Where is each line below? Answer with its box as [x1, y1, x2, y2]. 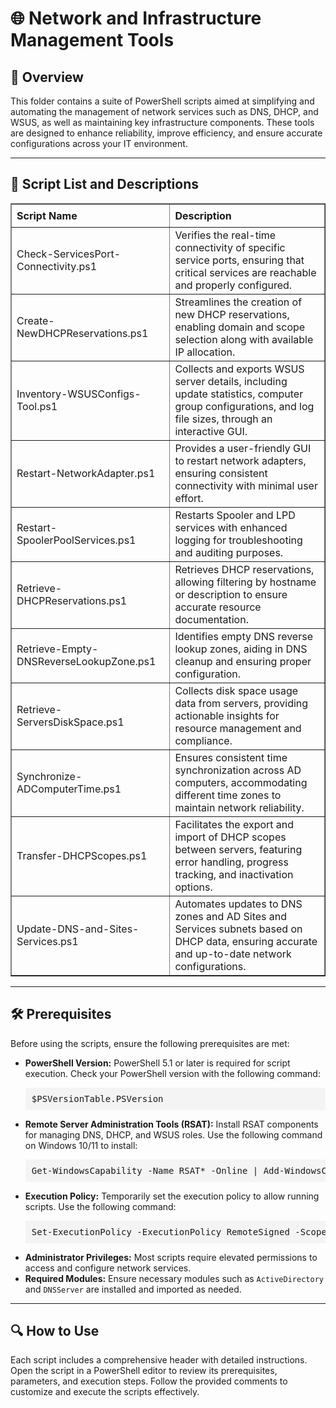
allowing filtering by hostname [174, 575, 317, 589]
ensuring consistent [174, 466, 268, 480]
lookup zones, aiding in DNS [174, 642, 308, 656]
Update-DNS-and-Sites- [16, 922, 140, 936]
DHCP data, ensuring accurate [174, 934, 318, 948]
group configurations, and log [174, 399, 315, 413]
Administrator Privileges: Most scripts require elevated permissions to [24, 1251, 318, 1263]
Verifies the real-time [174, 228, 277, 242]
